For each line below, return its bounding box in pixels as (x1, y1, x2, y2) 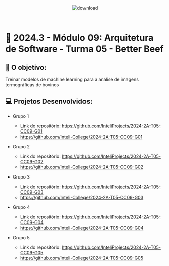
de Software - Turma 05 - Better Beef (5, 43, 164, 55)
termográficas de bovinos (5, 82, 59, 88)
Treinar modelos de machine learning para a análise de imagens (5, 76, 139, 82)
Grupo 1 (12, 113, 29, 119)
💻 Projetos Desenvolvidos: (5, 97, 93, 106)
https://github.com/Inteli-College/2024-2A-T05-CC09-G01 (20, 134, 143, 140)
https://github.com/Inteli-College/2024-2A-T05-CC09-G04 (20, 225, 144, 231)
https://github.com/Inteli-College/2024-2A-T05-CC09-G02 (20, 164, 143, 170)
